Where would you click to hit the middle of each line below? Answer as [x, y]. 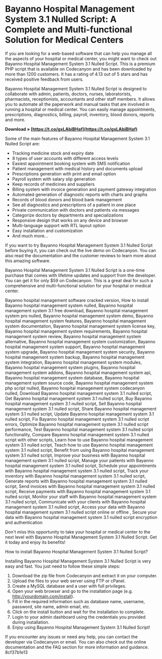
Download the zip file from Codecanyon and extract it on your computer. [85, 575]
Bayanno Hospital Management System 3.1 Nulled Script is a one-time [75, 270]
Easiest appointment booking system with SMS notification [71, 163]
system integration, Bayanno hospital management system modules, [73, 362]
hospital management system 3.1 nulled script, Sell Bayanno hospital [73, 403]
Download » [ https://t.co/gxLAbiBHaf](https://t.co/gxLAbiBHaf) [71, 129]
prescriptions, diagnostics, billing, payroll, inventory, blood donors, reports [80, 114]
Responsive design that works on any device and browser [70, 220]
